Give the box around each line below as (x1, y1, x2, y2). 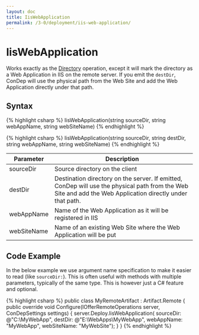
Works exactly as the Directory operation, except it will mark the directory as (6, 65, 193, 72)
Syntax (6, 101, 33, 111)
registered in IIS (54, 214, 98, 222)
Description (105, 155, 139, 163)
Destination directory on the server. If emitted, (54, 174, 182, 183)
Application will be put (54, 231, 117, 239)
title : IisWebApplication (6, 14, 70, 20)
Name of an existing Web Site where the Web (54, 224, 181, 232)
